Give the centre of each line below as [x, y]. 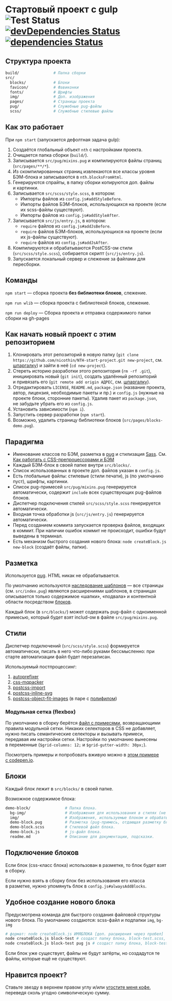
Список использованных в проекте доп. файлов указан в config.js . [87, 471]
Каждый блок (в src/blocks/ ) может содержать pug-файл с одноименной [86, 611]
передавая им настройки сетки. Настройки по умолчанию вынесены [81, 739]
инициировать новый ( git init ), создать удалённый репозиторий [85, 377]
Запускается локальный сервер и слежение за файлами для [79, 258]
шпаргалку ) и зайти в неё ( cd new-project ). [59, 365]
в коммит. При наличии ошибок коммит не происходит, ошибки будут [89, 531]
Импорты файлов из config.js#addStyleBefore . [71, 198]
